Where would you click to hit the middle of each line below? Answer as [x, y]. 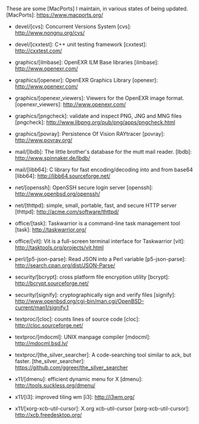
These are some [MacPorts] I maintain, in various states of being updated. [97, 9]
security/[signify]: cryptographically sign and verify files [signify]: [95, 295]
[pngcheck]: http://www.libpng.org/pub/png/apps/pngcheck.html [95, 122]
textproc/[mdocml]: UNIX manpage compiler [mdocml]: [83, 337]
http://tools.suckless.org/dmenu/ [55, 385]
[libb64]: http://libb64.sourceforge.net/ [63, 176]
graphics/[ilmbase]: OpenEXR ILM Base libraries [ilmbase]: [87, 62]
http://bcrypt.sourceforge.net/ [52, 283]
